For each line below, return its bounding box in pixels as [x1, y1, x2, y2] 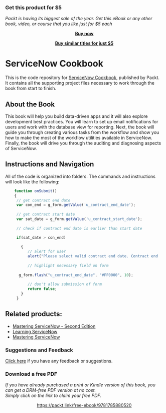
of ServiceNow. [5, 146, 37, 152]
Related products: [5, 310, 63, 318]
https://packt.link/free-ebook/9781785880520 [37, 402, 132, 408]
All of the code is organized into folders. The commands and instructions [5, 173, 155, 179]
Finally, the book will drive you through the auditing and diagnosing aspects [5, 140, 161, 146]
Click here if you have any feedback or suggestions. [5, 358, 113, 364]
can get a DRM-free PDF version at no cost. [5, 387, 96, 393]
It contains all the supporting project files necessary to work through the [5, 80, 154, 86]
